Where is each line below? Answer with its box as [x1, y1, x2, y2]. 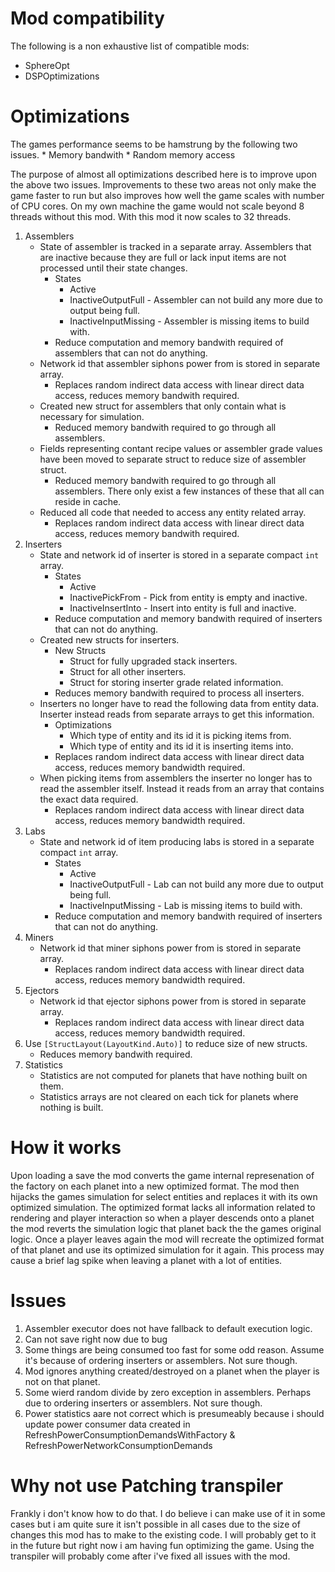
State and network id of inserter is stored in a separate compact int [39, 548, 320, 561]
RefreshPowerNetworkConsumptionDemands [24, 1439, 213, 1451]
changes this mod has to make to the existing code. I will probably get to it [10, 1528, 317, 1541]
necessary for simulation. [39, 410, 145, 422]
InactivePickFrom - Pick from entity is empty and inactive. [69, 591, 308, 603]
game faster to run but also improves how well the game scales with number [10, 189, 325, 201]
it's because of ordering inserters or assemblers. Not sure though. [24, 1354, 298, 1366]
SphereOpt [24, 59, 70, 71]
